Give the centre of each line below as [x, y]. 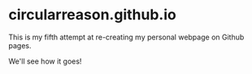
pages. [20, 45]
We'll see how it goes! [45, 61]
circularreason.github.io [92, 15]
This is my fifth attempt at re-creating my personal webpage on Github [126, 37]
